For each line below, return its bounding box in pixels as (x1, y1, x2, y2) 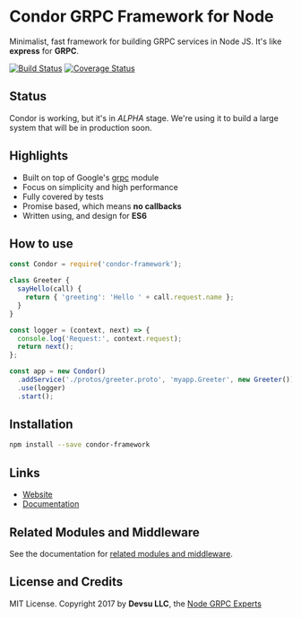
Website (21, 489, 54, 500)
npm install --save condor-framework (9, 440, 150, 449)
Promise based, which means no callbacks (21, 200, 182, 212)
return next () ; (17, 343, 74, 352)
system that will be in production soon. (9, 122, 152, 133)
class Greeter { (9, 276, 70, 285)
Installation (9, 417, 73, 432)
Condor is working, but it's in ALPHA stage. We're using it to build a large (9, 112, 279, 123)
